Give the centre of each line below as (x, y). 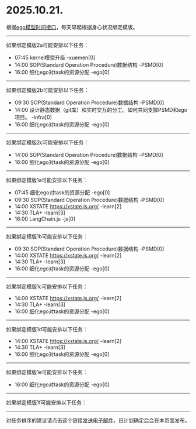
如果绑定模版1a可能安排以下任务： (47, 180)
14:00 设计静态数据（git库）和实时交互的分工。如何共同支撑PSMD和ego (101, 109)
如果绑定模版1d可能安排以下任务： (47, 329)
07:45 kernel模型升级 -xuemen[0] (55, 57)
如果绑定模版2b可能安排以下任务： (48, 90)
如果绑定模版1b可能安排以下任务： (47, 236)
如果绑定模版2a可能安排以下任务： (48, 45)
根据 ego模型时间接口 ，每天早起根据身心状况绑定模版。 (72, 27)
